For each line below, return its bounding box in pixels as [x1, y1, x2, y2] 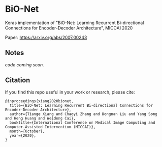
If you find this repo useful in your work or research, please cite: [5, 89, 135, 95]
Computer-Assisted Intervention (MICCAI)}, [5, 124, 96, 129]
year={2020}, [9, 133, 36, 138]
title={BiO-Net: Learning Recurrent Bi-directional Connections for [9, 103, 153, 108]
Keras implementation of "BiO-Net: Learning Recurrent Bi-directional [5, 20, 144, 26]
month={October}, [9, 129, 45, 134]
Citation [5, 76, 31, 85]
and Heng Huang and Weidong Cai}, [5, 116, 76, 121]
